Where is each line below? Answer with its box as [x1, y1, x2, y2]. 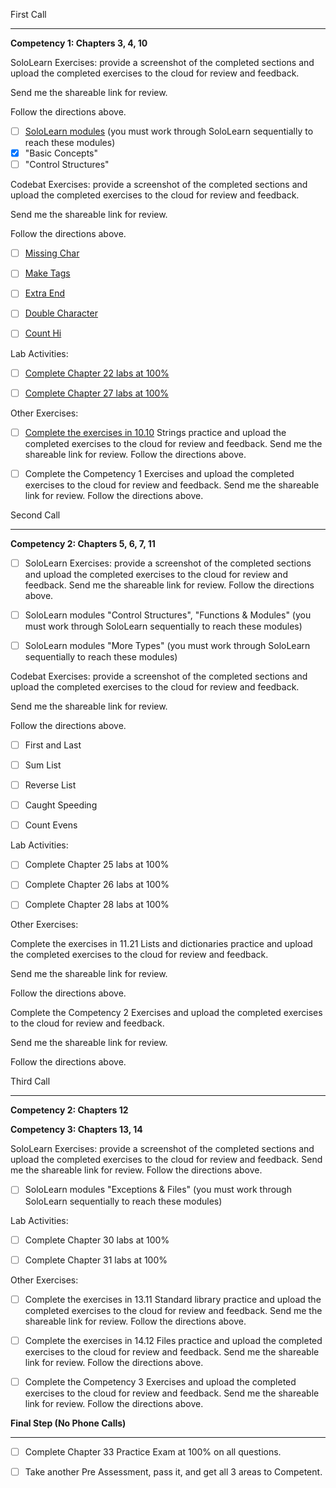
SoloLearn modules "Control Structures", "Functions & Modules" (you [24, 609, 312, 621]
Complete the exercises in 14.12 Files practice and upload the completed [24, 1334, 323, 1346]
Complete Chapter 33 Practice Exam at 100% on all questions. [24, 1445, 282, 1458]
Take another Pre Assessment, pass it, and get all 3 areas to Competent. [24, 1465, 323, 1478]
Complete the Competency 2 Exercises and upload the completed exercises [10, 1007, 323, 1019]
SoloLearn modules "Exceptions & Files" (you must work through [24, 1184, 292, 1196]
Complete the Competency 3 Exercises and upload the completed [24, 1375, 297, 1388]
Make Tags [24, 267, 71, 279]
